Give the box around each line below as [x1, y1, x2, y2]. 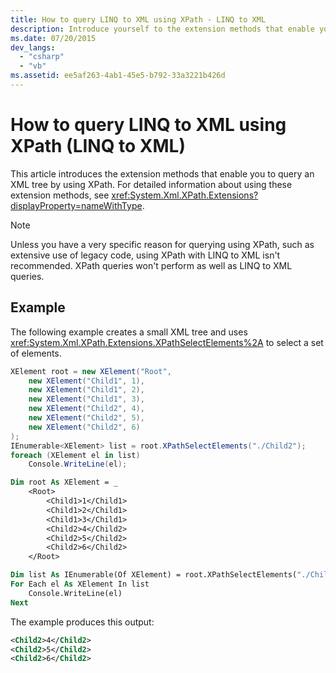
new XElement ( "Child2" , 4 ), [28, 404, 145, 414]
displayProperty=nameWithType [10, 199, 143, 211]
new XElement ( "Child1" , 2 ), [28, 385, 145, 395]
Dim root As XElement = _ [10, 477, 118, 488]
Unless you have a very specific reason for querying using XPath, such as [10, 238, 315, 250]
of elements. [10, 347, 62, 359]
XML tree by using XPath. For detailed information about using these [10, 178, 293, 190]
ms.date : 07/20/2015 [10, 33, 97, 43]
